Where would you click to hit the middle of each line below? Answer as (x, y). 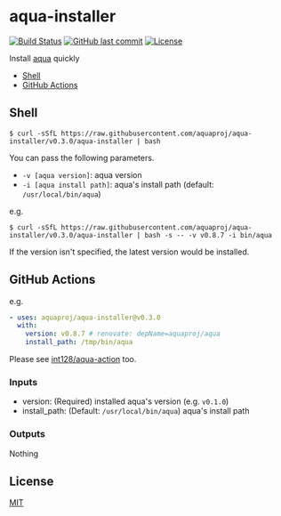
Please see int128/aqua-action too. (73, 359)
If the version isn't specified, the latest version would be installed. (129, 252)
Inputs (24, 382)
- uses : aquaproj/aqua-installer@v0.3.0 (85, 318)
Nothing (24, 453)
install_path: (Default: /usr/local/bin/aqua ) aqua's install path (136, 411)
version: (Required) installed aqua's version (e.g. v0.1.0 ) (125, 401)
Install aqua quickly (44, 58)
